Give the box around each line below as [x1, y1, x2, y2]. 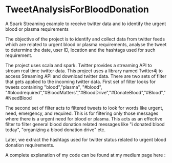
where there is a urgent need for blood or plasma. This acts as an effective [5, 115, 163, 121]
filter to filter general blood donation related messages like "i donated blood [5, 121, 165, 127]
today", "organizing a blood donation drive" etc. [5, 127, 106, 133]
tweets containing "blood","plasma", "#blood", [5, 84, 102, 90]
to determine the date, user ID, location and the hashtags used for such [5, 47, 156, 53]
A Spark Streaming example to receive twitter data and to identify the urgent [5, 21, 166, 27]
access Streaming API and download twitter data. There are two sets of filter [5, 73, 167, 79]
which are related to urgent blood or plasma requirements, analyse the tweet [5, 41, 167, 47]
